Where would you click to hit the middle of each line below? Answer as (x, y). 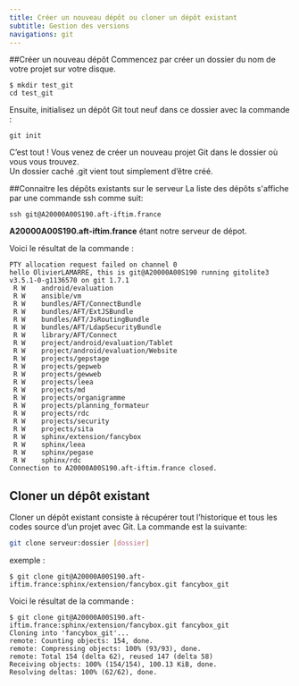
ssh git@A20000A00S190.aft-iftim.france (86, 215)
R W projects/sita (53, 429)
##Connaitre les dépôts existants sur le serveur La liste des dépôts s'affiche (149, 189)
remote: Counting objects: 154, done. (81, 641)
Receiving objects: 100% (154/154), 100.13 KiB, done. (113, 665)
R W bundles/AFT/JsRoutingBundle (81, 320)
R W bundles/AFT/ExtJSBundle (73, 312)
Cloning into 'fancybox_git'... (69, 633)
